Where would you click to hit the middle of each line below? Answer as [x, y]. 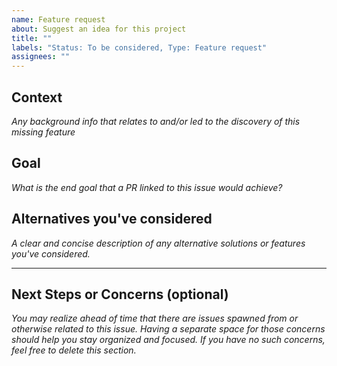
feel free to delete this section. [74, 350]
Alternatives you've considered [112, 219]
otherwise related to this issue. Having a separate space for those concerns [168, 329]
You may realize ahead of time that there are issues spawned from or [155, 318]
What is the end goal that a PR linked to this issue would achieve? [147, 187]
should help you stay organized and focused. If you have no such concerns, [168, 340]
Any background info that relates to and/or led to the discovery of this [156, 121]
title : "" [32, 38]
